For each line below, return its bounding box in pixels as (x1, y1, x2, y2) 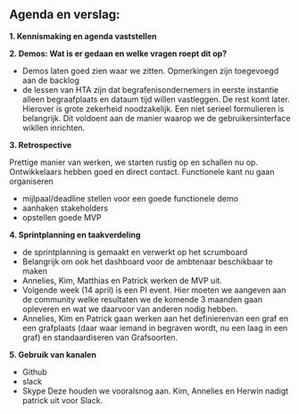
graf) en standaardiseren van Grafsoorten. (21, 332, 179, 343)
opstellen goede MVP (21, 211, 102, 222)
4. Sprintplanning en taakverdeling (9, 229, 141, 240)
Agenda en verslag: (9, 7, 120, 22)
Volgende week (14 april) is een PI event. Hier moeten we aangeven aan (21, 285, 287, 295)
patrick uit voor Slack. (21, 394, 104, 405)
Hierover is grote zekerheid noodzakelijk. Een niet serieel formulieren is (21, 103, 285, 114)
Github (21, 366, 47, 377)
